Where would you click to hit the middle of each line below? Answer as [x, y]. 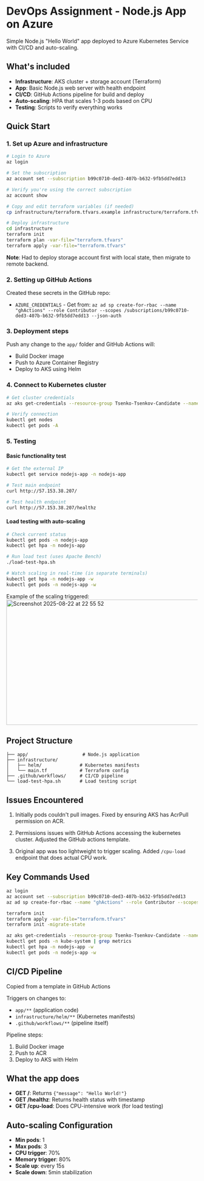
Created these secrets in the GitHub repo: [58, 293]
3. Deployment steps [37, 332]
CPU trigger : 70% [38, 1153]
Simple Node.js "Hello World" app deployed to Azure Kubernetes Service [98, 41]
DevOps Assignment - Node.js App [96, 11]
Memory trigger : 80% [43, 1160]
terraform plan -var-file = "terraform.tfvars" [65, 240]
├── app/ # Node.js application [73, 755]
